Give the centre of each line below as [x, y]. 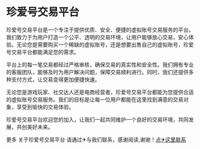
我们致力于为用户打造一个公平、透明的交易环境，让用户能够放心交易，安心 [97, 37]
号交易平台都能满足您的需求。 [43, 52]
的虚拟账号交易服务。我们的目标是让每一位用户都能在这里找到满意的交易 [95, 99]
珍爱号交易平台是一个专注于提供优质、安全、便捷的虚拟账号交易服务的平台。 [100, 30]
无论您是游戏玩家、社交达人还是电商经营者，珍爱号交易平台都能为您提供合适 [100, 92]
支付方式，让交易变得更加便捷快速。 [55, 79]
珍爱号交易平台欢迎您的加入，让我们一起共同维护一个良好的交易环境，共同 [97, 119]
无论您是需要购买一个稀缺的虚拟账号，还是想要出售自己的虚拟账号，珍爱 [105, 45]
